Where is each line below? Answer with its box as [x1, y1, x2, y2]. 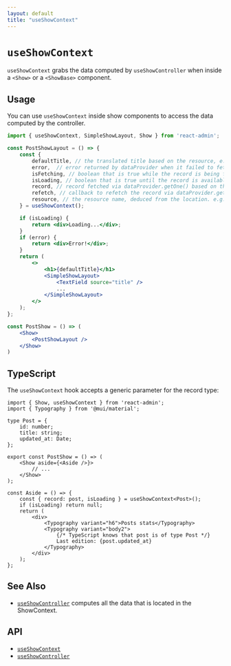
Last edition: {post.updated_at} [56, 538, 153, 545]
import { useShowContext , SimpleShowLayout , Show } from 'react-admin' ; [7, 132, 220, 140]
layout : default [7, 10, 54, 17]
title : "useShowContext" [7, 17, 78, 23]
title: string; [19, 429, 63, 437]
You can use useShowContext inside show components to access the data [7, 111, 214, 120]
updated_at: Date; [19, 436, 72, 442]
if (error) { [19, 234, 57, 241]
